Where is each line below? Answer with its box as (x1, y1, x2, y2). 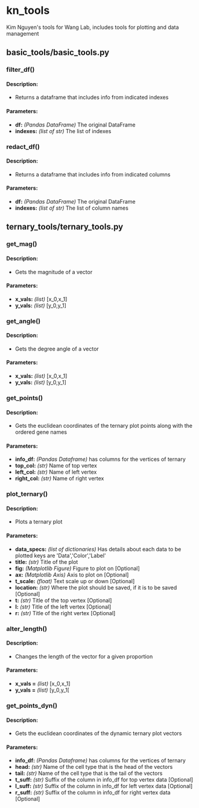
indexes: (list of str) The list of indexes (14, 127, 112, 134)
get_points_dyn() (6, 701, 58, 710)
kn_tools (6, 4, 50, 17)
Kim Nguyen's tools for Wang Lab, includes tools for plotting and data (6, 23, 179, 31)
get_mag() (6, 240, 37, 248)
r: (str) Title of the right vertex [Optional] (14, 609, 116, 616)
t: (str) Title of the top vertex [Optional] (14, 597, 112, 604)
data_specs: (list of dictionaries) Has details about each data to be (14, 545, 182, 553)
